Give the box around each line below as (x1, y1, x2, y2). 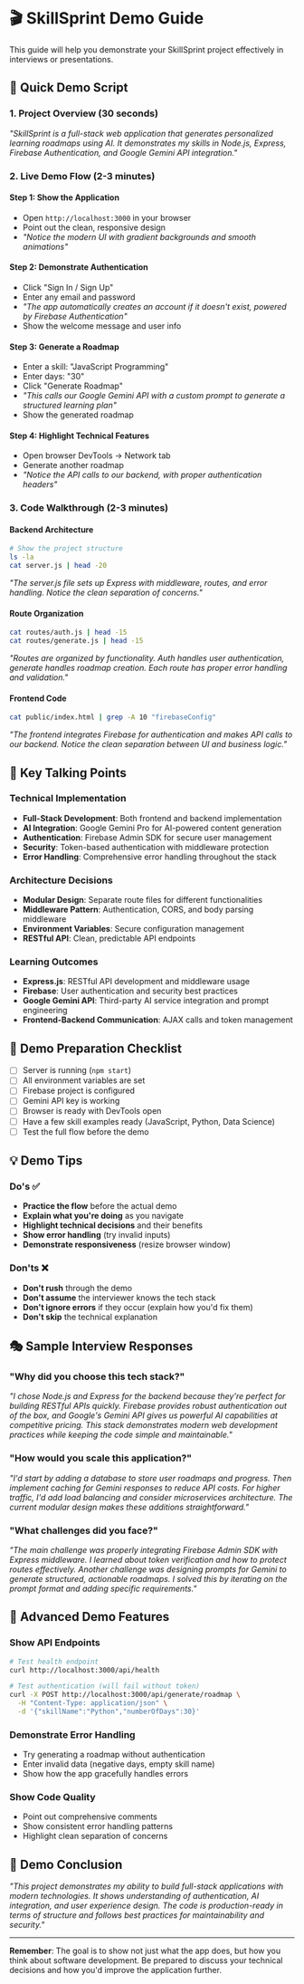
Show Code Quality (9, 1791, 97, 1804)
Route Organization (9, 608, 84, 618)
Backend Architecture (9, 523, 94, 535)
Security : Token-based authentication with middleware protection (22, 841, 270, 852)
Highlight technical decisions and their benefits (22, 1220, 204, 1231)
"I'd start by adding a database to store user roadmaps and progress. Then (9, 1472, 292, 1483)
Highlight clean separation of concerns (22, 1831, 168, 1842)
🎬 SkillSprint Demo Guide (9, 8, 204, 29)
